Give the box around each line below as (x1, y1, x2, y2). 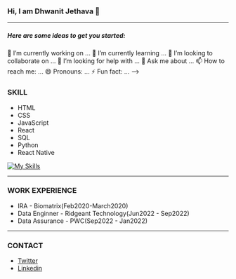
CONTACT (7, 240, 44, 250)
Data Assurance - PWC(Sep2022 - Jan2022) (17, 217, 148, 225)
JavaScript (17, 118, 49, 127)
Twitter (17, 257, 39, 265)
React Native (17, 148, 55, 156)
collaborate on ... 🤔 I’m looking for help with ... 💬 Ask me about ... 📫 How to (7, 57, 225, 65)
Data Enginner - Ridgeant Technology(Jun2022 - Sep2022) (17, 209, 190, 217)
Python (17, 140, 39, 149)
